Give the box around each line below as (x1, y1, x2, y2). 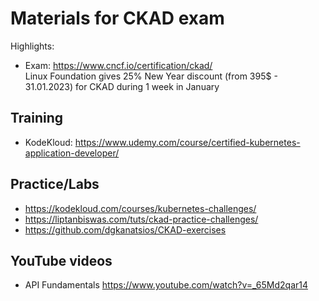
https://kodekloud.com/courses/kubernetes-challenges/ (24, 202, 257, 214)
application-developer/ (24, 147, 120, 159)
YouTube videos (10, 252, 113, 269)
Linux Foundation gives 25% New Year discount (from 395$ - (24, 70, 278, 82)
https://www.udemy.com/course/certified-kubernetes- (74, 136, 301, 148)
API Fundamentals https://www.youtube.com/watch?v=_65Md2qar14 (24, 279, 308, 291)
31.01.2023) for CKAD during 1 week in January (24, 80, 220, 92)
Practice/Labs (10, 176, 100, 193)
